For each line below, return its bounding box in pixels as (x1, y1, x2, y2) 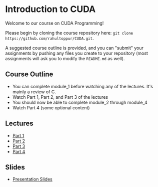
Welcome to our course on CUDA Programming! (5, 20, 104, 26)
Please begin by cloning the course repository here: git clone (5, 30, 133, 36)
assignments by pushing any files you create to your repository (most (5, 50, 148, 56)
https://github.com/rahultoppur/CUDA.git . (5, 35, 94, 41)
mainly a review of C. (12, 89, 56, 95)
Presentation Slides (12, 176, 52, 182)
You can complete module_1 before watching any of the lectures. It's (12, 83, 153, 89)
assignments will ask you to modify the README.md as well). (5, 55, 125, 61)
